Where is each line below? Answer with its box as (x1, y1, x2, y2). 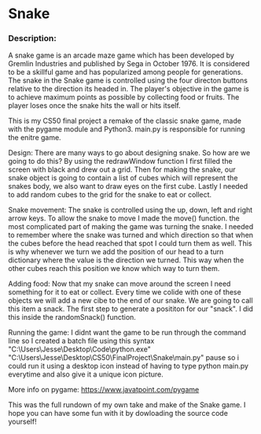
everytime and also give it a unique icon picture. (8, 369, 164, 379)
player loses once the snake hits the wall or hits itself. (8, 101, 181, 110)
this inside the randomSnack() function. (8, 313, 136, 322)
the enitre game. (8, 133, 61, 143)
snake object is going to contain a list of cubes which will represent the (8, 173, 238, 183)
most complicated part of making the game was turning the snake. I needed (8, 222, 254, 232)
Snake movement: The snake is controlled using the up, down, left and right (8, 206, 253, 215)
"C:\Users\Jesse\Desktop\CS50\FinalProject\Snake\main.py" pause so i (8, 353, 240, 362)
